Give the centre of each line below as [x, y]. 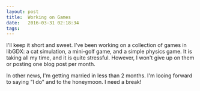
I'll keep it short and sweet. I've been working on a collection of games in [97, 45]
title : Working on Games [38, 17]
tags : [13, 28]
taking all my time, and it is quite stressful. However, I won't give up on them [100, 58]
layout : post [23, 12]
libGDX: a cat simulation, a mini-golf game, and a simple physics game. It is [99, 52]
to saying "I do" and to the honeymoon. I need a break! [74, 82]
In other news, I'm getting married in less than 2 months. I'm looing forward [99, 76]
